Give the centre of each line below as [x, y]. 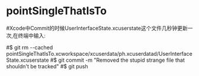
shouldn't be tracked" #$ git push [47, 66]
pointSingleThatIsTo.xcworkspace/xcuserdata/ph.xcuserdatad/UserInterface [99, 53]
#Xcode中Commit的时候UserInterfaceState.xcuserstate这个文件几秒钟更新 [97, 28]
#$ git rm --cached [30, 47]
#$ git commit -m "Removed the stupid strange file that [117, 60]
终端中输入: [32, 35]
